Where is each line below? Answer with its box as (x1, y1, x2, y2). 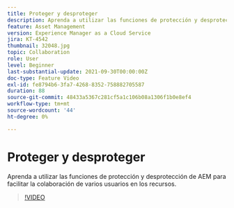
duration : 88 (7, 87, 45, 94)
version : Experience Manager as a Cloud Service (7, 29, 151, 37)
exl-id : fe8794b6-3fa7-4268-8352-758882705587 (7, 81, 145, 88)
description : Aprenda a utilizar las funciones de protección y (7, 17, 198, 24)
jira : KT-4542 (7, 36, 49, 43)
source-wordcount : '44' (7, 107, 77, 114)
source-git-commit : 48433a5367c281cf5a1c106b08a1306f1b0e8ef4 (7, 94, 192, 101)
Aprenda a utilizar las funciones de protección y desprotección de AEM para (7, 172, 226, 180)
